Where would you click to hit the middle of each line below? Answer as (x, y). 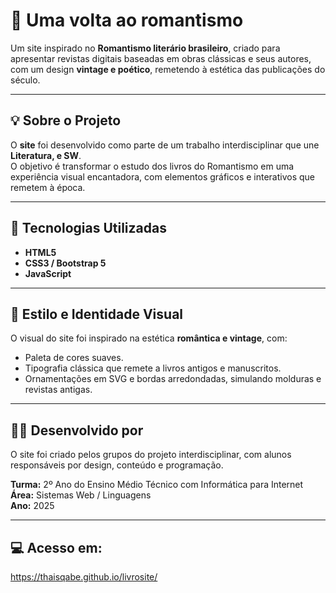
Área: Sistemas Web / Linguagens (81, 495)
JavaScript (48, 273)
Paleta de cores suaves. (74, 358)
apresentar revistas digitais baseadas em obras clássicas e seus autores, (161, 58)
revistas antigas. (58, 390)
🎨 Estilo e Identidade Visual (97, 314)
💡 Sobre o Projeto (66, 120)
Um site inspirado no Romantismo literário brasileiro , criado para (145, 48)
